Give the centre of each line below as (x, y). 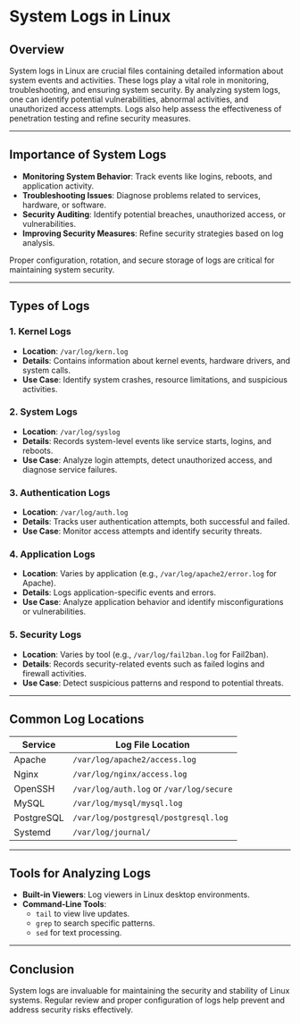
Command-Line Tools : (64, 904)
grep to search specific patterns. (95, 923)
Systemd (32, 832)
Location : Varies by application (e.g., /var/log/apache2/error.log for (149, 574)
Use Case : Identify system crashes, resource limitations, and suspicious (155, 379)
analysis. (38, 242)
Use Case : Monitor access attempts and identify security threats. (142, 531)
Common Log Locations (77, 720)
